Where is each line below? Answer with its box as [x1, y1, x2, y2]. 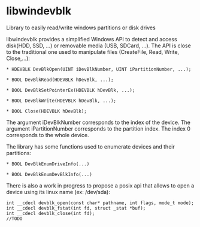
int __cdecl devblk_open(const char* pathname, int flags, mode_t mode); [6, 199, 195, 206]
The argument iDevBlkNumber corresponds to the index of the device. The [6, 119, 190, 126]
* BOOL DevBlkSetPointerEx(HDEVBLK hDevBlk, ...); [6, 87, 135, 93]
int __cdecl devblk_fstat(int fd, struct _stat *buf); [6, 205, 146, 211]
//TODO [6, 216, 23, 222]
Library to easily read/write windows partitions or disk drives [6, 24, 156, 31]
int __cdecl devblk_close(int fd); [6, 210, 95, 216]
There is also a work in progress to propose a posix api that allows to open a [6, 181, 195, 189]
